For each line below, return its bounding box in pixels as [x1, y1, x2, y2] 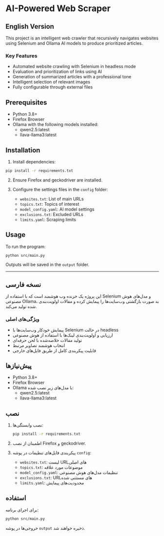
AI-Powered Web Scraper [5, 3, 111, 14]
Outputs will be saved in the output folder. [5, 262, 90, 268]
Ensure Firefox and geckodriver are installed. [12, 177, 103, 183]
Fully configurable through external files [12, 84, 93, 90]
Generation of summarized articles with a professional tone [12, 74, 131, 80]
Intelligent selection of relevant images [12, 79, 91, 85]
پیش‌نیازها [5, 361, 32, 370]
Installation [5, 146, 40, 154]
